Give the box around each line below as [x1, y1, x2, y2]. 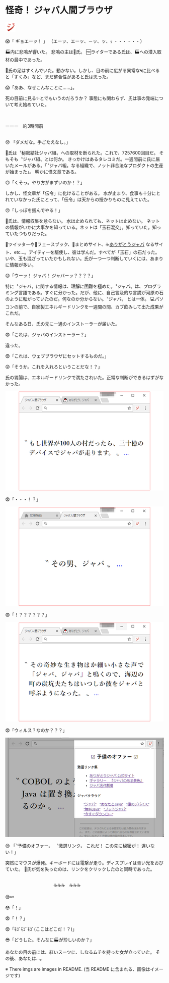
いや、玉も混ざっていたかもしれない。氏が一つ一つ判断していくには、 [5, 255, 150, 262]
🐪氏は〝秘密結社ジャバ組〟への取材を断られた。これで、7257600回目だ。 [5, 149, 158, 156]
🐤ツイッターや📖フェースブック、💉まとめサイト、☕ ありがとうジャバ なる [5, 241, 155, 247]
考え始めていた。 [14, 101, 49, 108]
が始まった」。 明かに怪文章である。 [5, 169, 79, 175]
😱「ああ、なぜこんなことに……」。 [5, 84, 77, 90]
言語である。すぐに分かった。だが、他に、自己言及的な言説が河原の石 [18, 289, 164, 295]
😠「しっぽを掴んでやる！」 [5, 207, 63, 213]
